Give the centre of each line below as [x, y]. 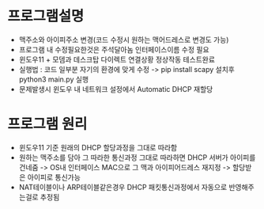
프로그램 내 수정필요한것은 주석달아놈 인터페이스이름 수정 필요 [114, 49]
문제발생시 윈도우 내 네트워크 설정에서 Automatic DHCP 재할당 [116, 89]
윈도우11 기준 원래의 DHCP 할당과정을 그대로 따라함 [98, 147]
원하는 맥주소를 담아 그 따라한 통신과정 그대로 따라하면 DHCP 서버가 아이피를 [137, 157]
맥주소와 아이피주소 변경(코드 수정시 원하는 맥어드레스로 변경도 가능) [124, 40]
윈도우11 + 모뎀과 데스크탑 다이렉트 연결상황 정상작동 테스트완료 [117, 59]
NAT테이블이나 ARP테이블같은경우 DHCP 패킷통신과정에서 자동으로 [123, 187]
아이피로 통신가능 [54, 177]
